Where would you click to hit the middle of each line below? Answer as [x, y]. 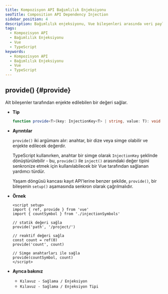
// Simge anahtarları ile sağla [46, 253]
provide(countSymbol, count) [43, 258]
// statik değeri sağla [37, 223]
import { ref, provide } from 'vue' [50, 209]
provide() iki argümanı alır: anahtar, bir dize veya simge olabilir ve [80, 140]
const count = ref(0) [35, 240]
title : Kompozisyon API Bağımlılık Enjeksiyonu [56, 10]
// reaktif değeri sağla [38, 236]
